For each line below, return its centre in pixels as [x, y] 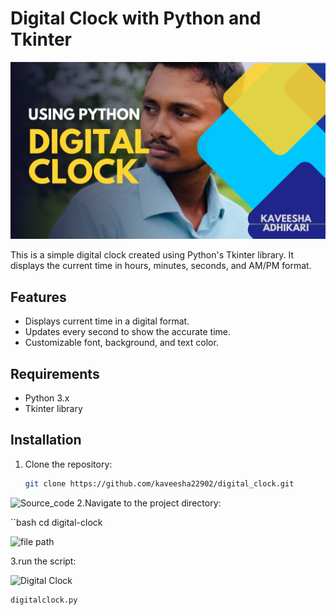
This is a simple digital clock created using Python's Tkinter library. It [152, 255]
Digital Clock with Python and [136, 18]
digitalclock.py [44, 600]
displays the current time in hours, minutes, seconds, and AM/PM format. [161, 266]
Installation [46, 440]
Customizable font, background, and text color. [121, 343]
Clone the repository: [68, 464]
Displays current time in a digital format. [107, 321]
